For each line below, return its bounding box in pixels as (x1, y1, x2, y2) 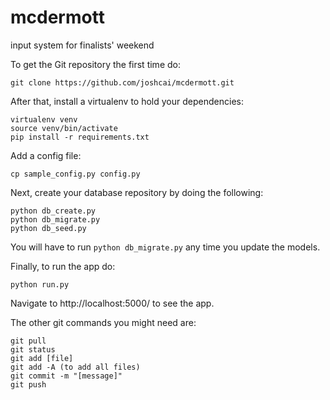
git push (10, 379, 47, 390)
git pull (10, 336, 47, 346)
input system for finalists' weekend (10, 39, 155, 51)
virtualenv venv (10, 114, 78, 125)
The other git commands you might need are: (10, 316, 197, 328)
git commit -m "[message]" (10, 371, 123, 381)
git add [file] (10, 353, 74, 363)
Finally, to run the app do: (10, 260, 116, 272)
